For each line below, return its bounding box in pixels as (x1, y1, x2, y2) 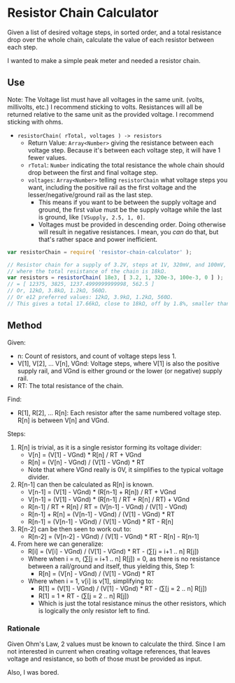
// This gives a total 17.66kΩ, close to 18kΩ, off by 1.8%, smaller (7, 300, 215, 307)
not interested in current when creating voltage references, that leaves (7, 647, 211, 655)
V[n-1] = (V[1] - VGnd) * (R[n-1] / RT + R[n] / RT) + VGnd (27, 495, 190, 503)
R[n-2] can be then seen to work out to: (17, 524, 131, 533)
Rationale (7, 624, 41, 633)
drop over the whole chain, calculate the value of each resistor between (7, 35, 215, 43)
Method (7, 319, 43, 331)
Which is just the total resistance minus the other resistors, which (38, 599, 227, 607)
